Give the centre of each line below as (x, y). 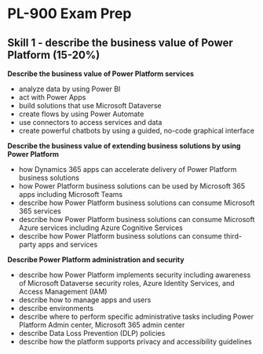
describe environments (56, 308)
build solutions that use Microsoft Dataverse (90, 106)
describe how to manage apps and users (85, 300)
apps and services (68, 245)
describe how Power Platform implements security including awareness (135, 275)
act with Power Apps (52, 97)
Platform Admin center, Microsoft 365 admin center (102, 325)
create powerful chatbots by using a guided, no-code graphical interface (136, 131)
